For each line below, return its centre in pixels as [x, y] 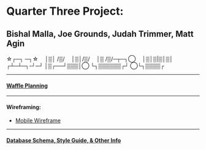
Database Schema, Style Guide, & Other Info [64, 140]
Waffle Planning [27, 85]
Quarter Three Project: [65, 11]
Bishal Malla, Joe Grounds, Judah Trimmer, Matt [100, 34]
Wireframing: [24, 107]
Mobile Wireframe [38, 121]
